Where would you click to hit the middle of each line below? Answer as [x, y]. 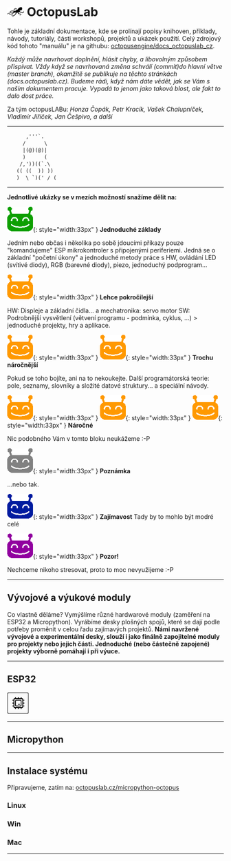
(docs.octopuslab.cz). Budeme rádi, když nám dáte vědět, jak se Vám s [109, 81]
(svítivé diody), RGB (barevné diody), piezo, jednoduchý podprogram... [107, 265]
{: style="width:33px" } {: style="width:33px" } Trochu [123, 357]
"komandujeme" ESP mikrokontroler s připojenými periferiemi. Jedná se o [111, 250]
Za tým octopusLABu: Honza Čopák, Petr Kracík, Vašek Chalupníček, [106, 109]
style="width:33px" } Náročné [50, 425]
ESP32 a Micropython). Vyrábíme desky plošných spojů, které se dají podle [114, 622]
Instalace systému [47, 771]
